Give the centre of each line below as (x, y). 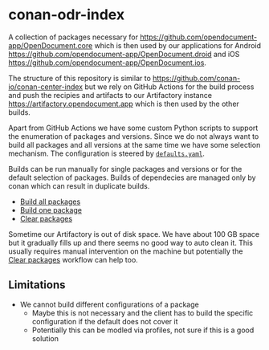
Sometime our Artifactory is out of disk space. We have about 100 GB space (134, 234)
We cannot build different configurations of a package (109, 304)
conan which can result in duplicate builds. (79, 185)
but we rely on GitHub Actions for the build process (169, 87)
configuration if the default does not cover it (105, 321)
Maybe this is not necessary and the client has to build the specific (143, 313)
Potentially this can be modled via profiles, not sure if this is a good (143, 330)
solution (45, 338)
